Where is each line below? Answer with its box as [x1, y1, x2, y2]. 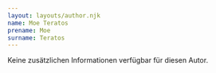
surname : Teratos [7, 33, 65, 42]
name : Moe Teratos [7, 19, 69, 27]
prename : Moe [7, 26, 51, 34]
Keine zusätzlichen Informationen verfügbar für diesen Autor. [7, 56, 209, 65]
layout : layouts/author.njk [7, 11, 101, 20]
